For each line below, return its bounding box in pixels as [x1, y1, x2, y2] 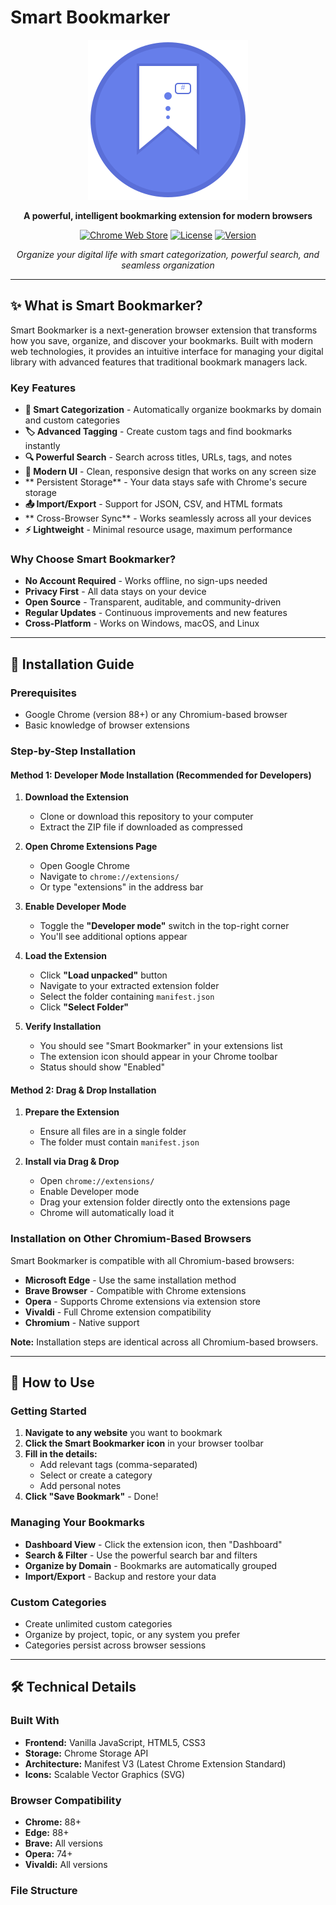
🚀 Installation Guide [10, 656, 135, 673]
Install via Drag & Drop [24, 1156, 120, 1168]
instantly [24, 440, 61, 452]
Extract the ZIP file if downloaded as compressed [39, 821, 243, 833]
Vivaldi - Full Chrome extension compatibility [24, 1306, 212, 1318]
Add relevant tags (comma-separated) [39, 1459, 198, 1471]
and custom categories [24, 414, 121, 426]
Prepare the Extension [24, 1106, 120, 1118]
